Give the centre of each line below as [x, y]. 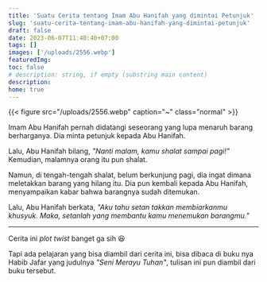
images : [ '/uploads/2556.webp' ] [62, 52]
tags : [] [23, 45]
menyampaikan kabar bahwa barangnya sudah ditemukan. [104, 192]
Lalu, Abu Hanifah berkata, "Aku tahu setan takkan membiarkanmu [118, 207]
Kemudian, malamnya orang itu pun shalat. [78, 160]
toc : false [26, 68]
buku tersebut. [32, 271]
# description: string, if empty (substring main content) [108, 75]
